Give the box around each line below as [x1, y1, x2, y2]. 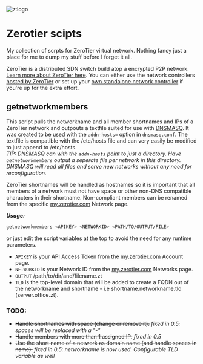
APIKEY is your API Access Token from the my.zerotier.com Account [15, 253, 184, 260]
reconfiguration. [6, 169, 47, 177]
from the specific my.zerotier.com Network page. [6, 200, 129, 207]
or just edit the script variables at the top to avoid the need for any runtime [6, 235, 192, 242]
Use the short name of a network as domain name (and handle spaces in [15, 339, 197, 346]
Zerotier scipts [6, 27, 82, 41]
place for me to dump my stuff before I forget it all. [6, 53, 132, 60]
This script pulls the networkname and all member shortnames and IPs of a [6, 118, 194, 125]
